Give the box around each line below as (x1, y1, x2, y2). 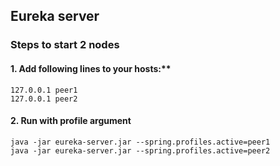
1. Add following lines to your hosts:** (10, 62, 172, 74)
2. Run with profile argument (10, 115, 132, 127)
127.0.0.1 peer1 (10, 85, 78, 95)
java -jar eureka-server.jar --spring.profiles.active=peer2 (10, 145, 271, 156)
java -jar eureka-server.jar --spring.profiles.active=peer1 (10, 137, 271, 147)
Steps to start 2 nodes (10, 38, 120, 52)
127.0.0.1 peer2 (10, 94, 78, 104)
